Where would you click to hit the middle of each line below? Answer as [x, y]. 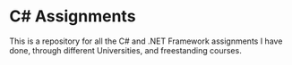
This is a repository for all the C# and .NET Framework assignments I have [146, 41]
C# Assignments [73, 16]
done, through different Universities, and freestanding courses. [125, 50]
